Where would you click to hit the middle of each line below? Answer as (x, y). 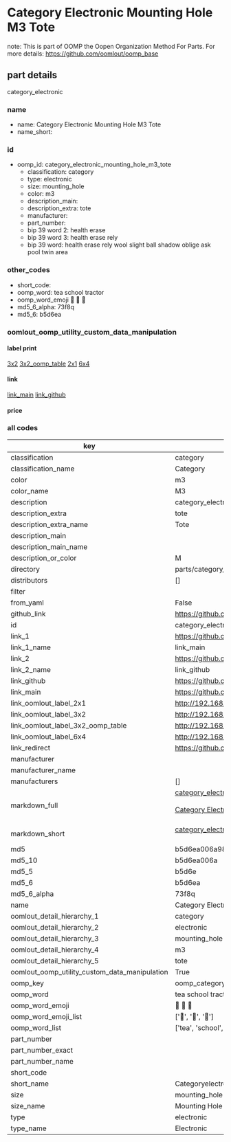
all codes (23, 428)
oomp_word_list (36, 1027)
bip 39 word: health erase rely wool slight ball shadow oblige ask (119, 245)
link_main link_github (37, 394)
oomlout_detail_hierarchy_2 (55, 927)
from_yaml (27, 603)
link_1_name (31, 647)
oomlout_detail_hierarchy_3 (55, 938)
